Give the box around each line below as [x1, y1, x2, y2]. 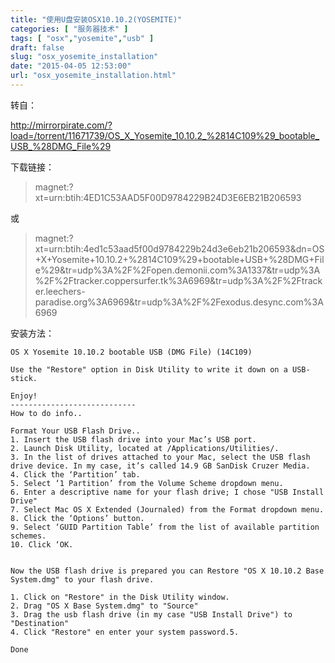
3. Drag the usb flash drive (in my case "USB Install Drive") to [10, 609, 293, 620]
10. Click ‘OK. [10, 539, 74, 550]
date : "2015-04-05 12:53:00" [10, 61, 132, 71]
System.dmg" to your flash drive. [10, 574, 155, 585]
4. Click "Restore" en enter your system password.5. [10, 627, 240, 637]
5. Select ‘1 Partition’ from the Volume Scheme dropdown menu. [10, 478, 284, 488]
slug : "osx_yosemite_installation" [10, 52, 159, 62]
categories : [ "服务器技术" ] [10, 24, 129, 34]
